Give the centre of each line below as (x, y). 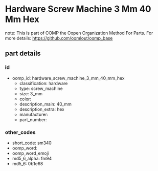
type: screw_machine (41, 88)
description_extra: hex (42, 109)
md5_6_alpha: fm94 (32, 158)
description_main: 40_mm (45, 104)
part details (23, 53)
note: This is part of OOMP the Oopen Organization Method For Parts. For (79, 33)
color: (25, 99)
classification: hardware (44, 83)
